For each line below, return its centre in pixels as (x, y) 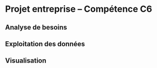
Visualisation (26, 61)
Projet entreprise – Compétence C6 (78, 9)
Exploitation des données (45, 44)
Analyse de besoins (36, 27)
